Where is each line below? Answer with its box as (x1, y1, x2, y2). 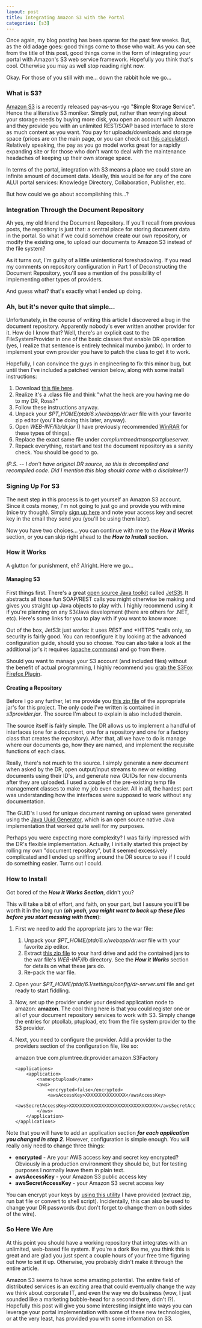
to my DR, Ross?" (14, 397, 58, 405)
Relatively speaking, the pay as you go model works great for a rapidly (6, 141, 180, 149)
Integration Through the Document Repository (6, 205, 144, 214)
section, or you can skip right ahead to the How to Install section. (6, 533, 168, 541)
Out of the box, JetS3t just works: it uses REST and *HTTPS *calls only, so (6, 626, 191, 634)
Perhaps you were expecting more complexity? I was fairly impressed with (6, 834, 191, 841)
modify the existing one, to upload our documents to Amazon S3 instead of (6, 238, 192, 245)
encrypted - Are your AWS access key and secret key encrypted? (14, 1153, 179, 1161)
